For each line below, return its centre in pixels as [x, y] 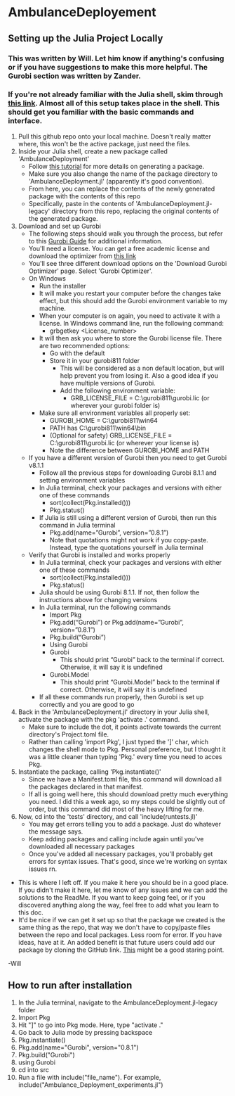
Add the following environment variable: [118, 390]
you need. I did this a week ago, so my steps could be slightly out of [127, 801]
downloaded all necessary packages [82, 846]
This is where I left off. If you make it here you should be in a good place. [123, 882]
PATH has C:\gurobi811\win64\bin [98, 428]
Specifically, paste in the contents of [81, 203]
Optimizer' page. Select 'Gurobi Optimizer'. [90, 271]
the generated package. [63, 218]
